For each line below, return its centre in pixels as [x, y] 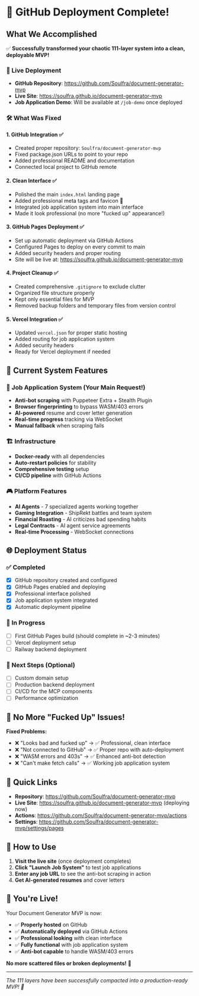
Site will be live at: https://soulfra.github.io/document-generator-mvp [99, 259]
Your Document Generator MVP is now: [54, 913]
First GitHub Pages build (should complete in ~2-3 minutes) [87, 636]
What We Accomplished [52, 34]
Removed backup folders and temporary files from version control [95, 306]
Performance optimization [46, 698]
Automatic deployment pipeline [53, 607]
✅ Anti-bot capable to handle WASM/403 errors [74, 951]
